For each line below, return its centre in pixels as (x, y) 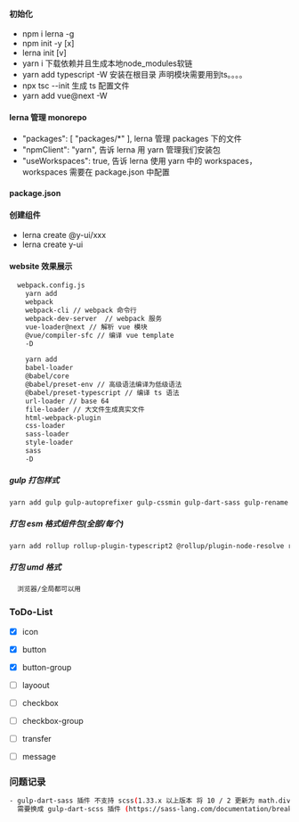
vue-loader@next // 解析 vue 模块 (87, 327)
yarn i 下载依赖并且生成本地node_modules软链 (107, 63)
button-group (47, 667)
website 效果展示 (41, 266)
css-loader (45, 426)
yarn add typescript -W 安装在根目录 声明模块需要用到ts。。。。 (134, 75)
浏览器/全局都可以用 (49, 589)
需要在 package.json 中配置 (120, 172)
